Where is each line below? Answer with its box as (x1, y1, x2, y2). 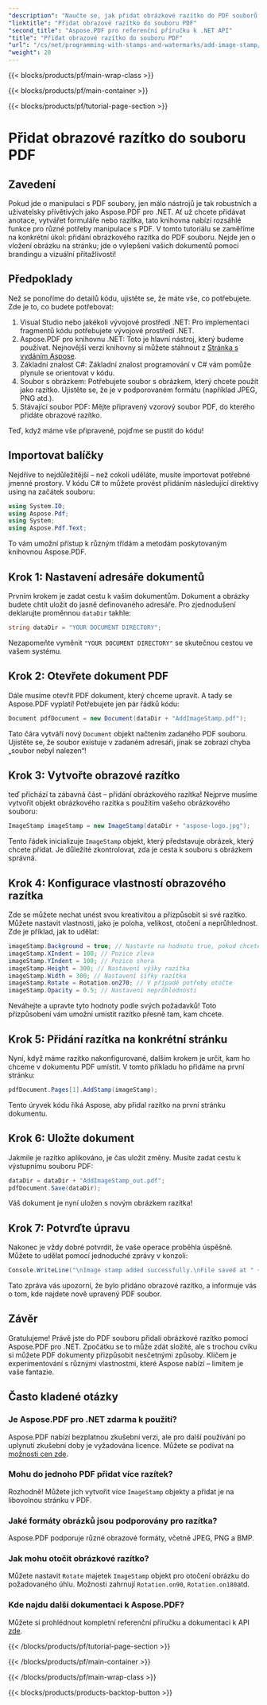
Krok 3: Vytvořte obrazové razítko (8, 768, 180, 782)
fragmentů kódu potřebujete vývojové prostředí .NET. (19, 325, 195, 335)
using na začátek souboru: (8, 487, 95, 496)
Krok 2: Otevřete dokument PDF (8, 670, 169, 683)
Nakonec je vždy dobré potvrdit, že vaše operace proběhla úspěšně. (8, 1242, 233, 1253)
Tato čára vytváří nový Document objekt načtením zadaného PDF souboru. (8, 728, 248, 738)
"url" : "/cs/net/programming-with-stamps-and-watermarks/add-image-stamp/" (8, 41, 265, 49)
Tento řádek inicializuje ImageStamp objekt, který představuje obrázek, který (8, 837, 254, 846)
